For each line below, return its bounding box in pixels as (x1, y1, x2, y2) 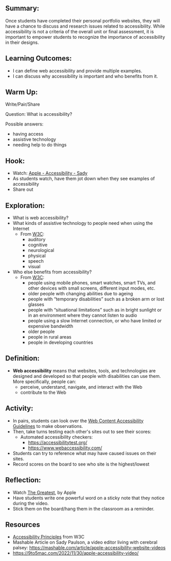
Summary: (5, 4, 39, 13)
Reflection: (5, 476, 41, 484)
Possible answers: (5, 121, 44, 127)
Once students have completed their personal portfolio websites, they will (5, 17, 160, 23)
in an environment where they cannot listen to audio (28, 312, 137, 318)
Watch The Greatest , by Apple (12, 489, 77, 495)
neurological (28, 247, 55, 253)
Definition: (5, 354, 40, 363)
